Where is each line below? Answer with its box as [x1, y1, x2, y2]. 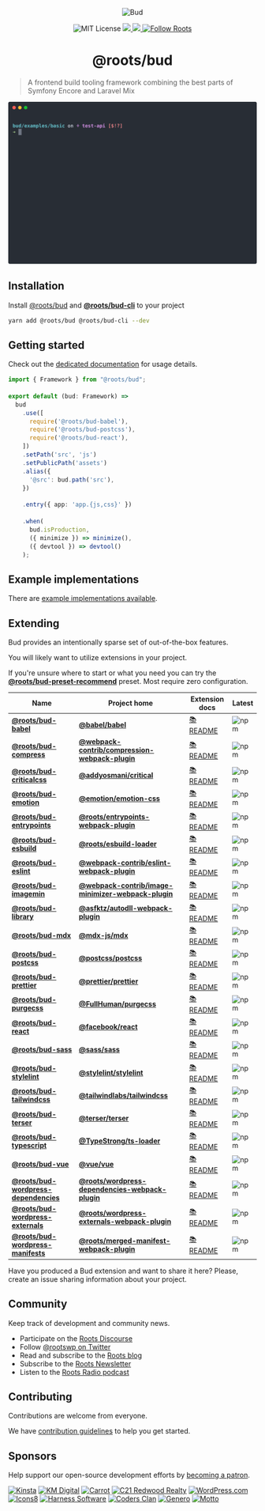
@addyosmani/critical [78, 771, 154, 780]
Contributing [8, 1390, 73, 1403]
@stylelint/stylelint [78, 1067, 144, 1077]
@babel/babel [78, 720, 126, 729]
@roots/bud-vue [11, 1159, 69, 1169]
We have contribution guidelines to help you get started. [8, 1426, 191, 1436]
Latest [232, 698, 254, 708]
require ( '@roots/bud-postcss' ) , [28, 425, 136, 434]
